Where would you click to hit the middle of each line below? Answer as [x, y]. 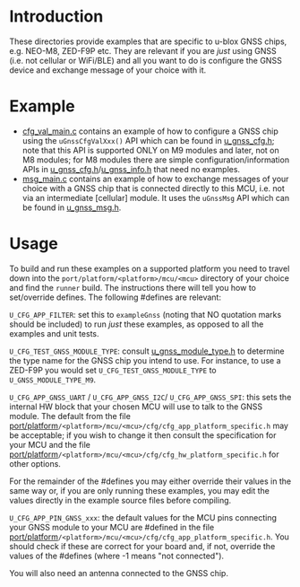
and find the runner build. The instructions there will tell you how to [133, 287]
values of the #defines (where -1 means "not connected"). [117, 556]
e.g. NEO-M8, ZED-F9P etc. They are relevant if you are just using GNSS [143, 50]
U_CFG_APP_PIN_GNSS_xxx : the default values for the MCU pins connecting [143, 517]
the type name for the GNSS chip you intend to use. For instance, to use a [145, 360]
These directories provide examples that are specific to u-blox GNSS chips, [148, 41]
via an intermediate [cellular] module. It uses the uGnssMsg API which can [155, 197]
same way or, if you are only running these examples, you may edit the [140, 490]
